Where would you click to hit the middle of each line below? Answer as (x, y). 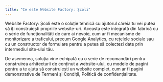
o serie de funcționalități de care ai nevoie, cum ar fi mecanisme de (73, 33)
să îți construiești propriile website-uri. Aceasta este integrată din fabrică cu (81, 28)
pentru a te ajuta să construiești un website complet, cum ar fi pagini (74, 69)
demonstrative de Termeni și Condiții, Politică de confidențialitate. (71, 74)
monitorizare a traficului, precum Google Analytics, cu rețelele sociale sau (80, 39)
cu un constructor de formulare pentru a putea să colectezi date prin (74, 44)
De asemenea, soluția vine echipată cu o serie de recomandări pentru (75, 58)
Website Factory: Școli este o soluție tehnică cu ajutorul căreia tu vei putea (80, 23)
